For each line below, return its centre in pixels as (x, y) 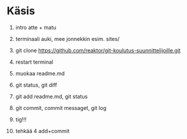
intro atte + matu (36, 27)
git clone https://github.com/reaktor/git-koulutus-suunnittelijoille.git (98, 50)
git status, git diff (36, 85)
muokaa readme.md (40, 73)
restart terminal (34, 62)
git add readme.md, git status (52, 96)
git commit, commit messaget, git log (61, 108)
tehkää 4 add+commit (43, 131)
